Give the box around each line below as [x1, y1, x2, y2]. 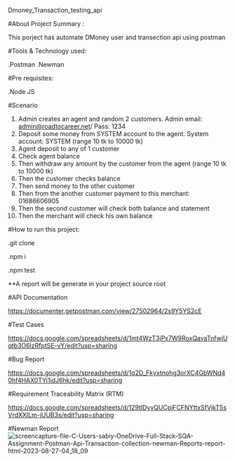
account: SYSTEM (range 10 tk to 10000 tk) [18, 137, 143, 145]
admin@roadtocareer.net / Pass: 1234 [18, 122, 126, 131]
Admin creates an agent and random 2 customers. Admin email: [18, 115, 203, 123]
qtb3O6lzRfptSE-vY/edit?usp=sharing [8, 342, 118, 349]
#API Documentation [8, 293, 68, 301]
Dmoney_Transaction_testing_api [8, 6, 102, 14]
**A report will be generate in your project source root [8, 280, 166, 288]
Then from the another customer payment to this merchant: [18, 189, 190, 197]
